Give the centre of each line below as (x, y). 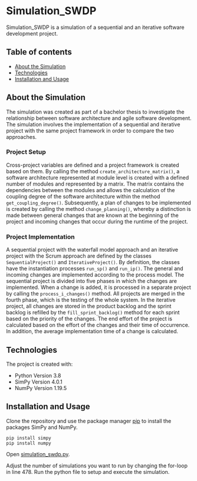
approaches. (22, 136)
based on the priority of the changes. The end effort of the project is (89, 319)
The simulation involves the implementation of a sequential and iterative (93, 124)
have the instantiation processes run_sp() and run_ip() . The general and (95, 269)
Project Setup (26, 152)
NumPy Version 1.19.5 (41, 388)
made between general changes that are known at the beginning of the (92, 215)
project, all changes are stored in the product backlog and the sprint (89, 306)
